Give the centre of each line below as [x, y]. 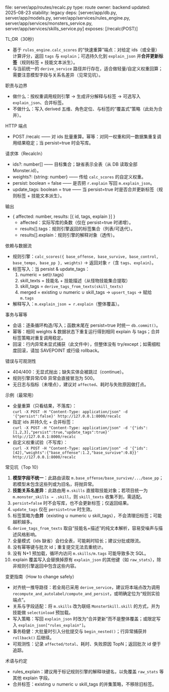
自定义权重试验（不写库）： [40, 442]
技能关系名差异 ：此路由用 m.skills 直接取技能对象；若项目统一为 [80, 490]
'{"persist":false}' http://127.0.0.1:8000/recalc [67, 416]
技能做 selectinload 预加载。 [43, 612]
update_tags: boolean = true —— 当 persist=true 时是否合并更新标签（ [86, 189]
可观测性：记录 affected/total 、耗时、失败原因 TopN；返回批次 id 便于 [87, 644]
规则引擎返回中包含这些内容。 [48, 566]
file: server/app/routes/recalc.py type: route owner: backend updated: [78, 7]
